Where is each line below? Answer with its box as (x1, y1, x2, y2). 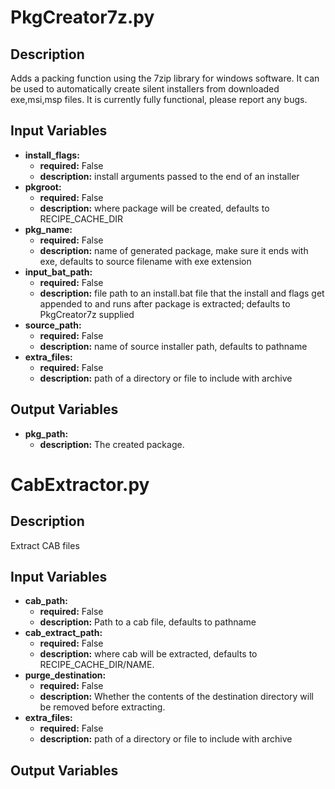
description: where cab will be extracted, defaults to (39, 648, 258, 660)
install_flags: (24, 149, 80, 161)
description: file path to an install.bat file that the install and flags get (39, 287, 325, 299)
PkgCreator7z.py (10, 6, 155, 29)
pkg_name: (24, 223, 73, 235)
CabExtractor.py (10, 473, 150, 496)
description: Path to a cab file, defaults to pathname (39, 616, 257, 628)
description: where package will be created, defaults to (39, 202, 270, 214)
